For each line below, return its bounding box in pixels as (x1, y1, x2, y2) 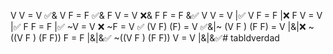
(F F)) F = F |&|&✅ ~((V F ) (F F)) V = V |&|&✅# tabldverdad (38, 32, 280, 44)
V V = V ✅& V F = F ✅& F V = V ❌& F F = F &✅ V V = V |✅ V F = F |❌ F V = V (10, 10, 323, 21)
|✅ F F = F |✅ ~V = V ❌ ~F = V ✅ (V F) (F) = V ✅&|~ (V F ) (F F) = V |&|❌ (10, 21, 307, 32)
